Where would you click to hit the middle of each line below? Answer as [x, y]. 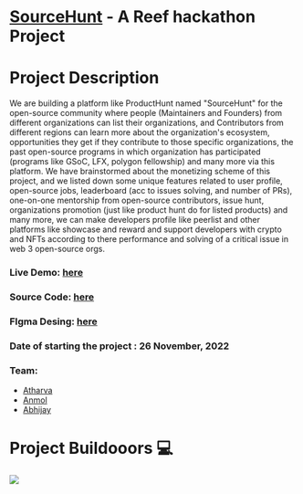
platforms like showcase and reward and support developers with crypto [146, 229]
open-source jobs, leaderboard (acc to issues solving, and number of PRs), [151, 191]
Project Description [84, 78]
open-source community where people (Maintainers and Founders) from [146, 113]
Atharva [37, 391]
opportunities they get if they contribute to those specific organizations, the [151, 142]
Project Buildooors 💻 [91, 448]
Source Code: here [52, 297]
